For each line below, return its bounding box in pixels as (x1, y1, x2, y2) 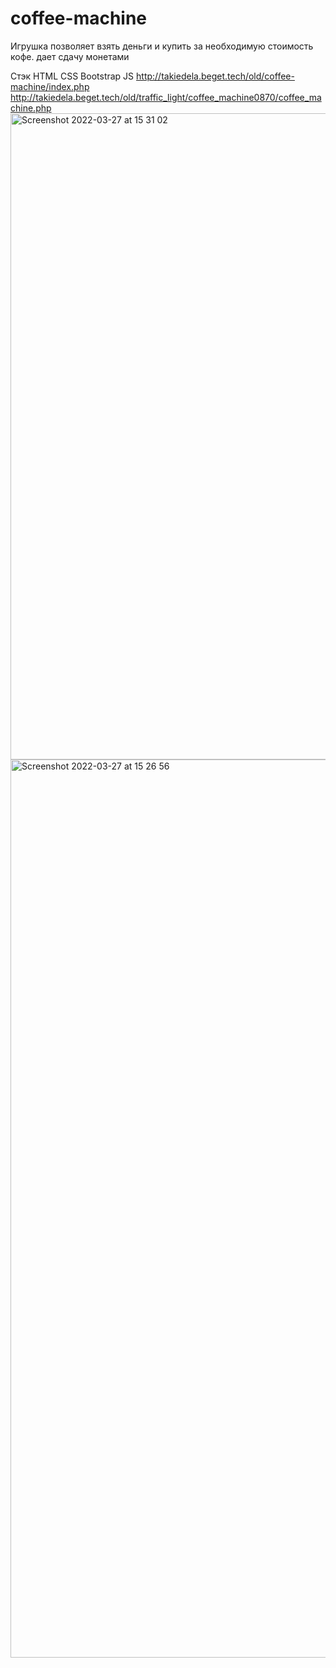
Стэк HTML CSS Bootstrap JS (10, 70, 135, 82)
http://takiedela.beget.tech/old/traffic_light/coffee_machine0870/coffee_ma (10, 91, 322, 103)
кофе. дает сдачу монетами (10, 50, 130, 62)
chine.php (10, 102, 52, 114)
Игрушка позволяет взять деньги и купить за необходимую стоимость (10, 40, 314, 52)
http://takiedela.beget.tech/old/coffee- (136, 70, 295, 82)
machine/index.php (10, 80, 90, 92)
